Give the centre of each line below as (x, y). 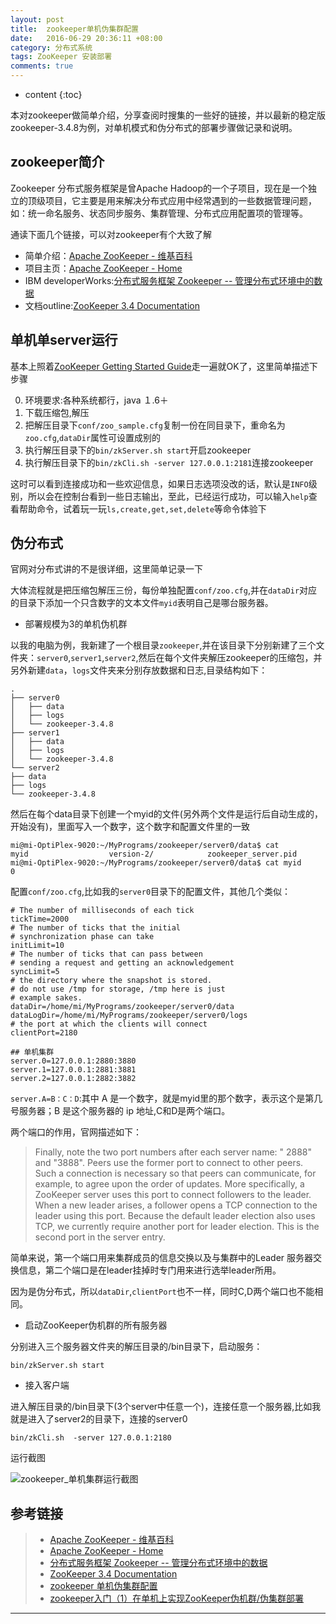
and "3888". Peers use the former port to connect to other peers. (169, 1163)
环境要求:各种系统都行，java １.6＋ (96, 400)
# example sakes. (46, 998)
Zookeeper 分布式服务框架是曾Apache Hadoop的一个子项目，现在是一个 (159, 188)
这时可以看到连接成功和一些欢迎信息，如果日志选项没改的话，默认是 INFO (159, 483)
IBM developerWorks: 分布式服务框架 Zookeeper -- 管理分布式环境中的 (169, 280)
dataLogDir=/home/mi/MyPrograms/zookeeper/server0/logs (129, 1016)
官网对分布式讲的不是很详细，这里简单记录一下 (106, 569)
